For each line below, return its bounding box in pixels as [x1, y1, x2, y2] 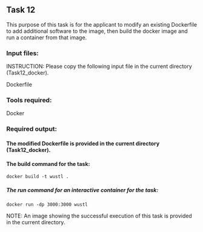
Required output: [6, 125, 58, 133]
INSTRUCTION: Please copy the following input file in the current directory [6, 63, 192, 70]
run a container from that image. [6, 33, 87, 41]
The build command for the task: [6, 160, 90, 167]
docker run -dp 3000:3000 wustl [6, 202, 88, 208]
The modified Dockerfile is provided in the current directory [6, 139, 160, 147]
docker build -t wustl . [6, 174, 69, 180]
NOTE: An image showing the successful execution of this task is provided [6, 212, 192, 220]
